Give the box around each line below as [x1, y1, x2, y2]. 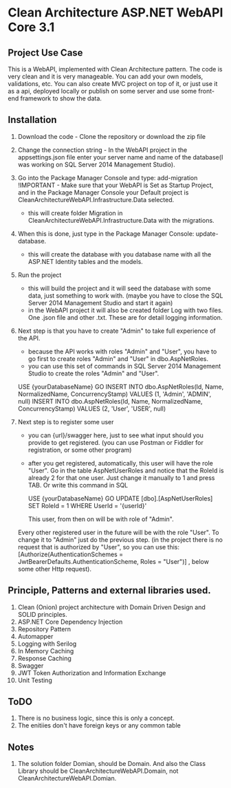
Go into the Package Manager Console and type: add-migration [17, 173, 198, 182]
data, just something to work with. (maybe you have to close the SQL [27, 291, 223, 300]
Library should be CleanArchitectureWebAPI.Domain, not [17, 767, 179, 775]
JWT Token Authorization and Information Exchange [17, 668, 166, 677]
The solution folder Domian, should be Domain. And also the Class [17, 760, 206, 768]
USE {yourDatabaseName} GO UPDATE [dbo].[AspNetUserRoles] [27, 494, 213, 503]
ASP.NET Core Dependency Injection [17, 617, 123, 626]
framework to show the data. [20, 94, 102, 102]
